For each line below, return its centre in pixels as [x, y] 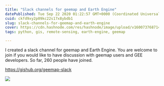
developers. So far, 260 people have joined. [49, 60]
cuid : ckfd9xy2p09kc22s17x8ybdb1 [39, 18]
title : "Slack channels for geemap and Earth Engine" [61, 9]
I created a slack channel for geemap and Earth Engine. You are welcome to [81, 50]
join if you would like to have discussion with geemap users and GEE [74, 55]
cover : [12, 28]
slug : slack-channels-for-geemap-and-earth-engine [58, 23]
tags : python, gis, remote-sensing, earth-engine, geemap [65, 32]
